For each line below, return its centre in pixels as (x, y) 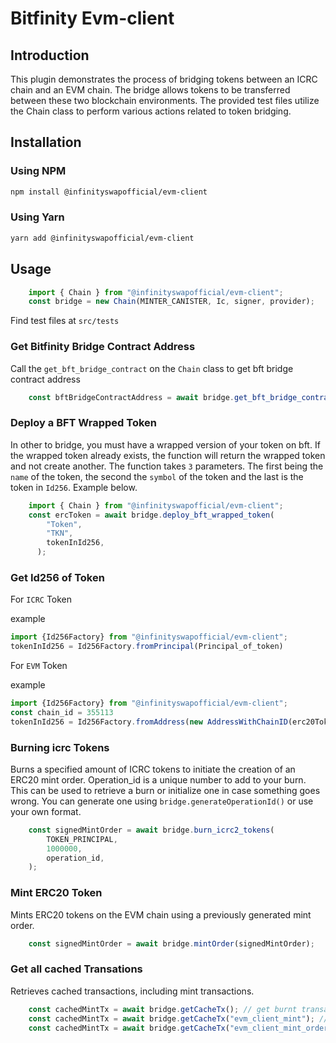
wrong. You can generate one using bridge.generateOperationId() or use (162, 801)
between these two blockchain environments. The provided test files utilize (165, 100)
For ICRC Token (41, 599)
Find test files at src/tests (65, 321)
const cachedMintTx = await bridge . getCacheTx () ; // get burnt (163, 1009)
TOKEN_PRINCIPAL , (82, 839)
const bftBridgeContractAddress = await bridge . (131, 397)
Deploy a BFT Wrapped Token (83, 423)
